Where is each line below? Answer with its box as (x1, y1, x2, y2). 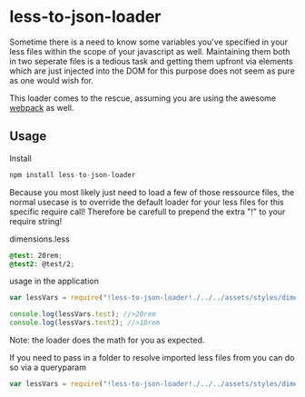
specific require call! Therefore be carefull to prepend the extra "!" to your (9, 206, 286, 217)
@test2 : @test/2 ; (9, 259, 75, 269)
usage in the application (9, 275, 100, 287)
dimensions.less (9, 233, 70, 244)
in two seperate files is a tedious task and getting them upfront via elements (9, 55, 293, 66)
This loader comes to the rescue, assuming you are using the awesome (9, 93, 277, 104)
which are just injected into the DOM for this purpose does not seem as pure (9, 65, 295, 76)
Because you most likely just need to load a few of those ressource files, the (9, 186, 295, 197)
